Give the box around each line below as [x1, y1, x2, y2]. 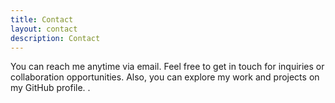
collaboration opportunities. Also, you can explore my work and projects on [10, 71, 320, 83]
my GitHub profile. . [10, 82, 91, 94]
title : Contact [10, 14, 74, 25]
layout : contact [10, 24, 78, 34]
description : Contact [10, 33, 101, 43]
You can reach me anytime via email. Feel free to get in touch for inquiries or [10, 61, 325, 73]
